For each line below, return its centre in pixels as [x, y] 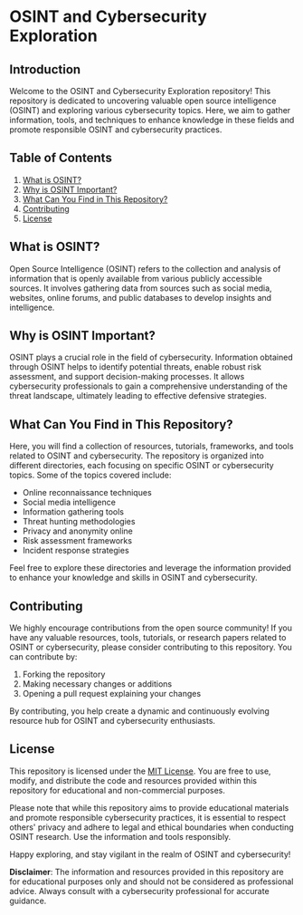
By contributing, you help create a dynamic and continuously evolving [139, 711]
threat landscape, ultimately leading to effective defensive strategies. [138, 396]
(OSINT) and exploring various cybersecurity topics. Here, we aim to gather [150, 110]
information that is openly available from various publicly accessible [136, 278]
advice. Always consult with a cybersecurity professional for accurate [139, 891]
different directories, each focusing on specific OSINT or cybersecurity [142, 466]
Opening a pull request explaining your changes [112, 694]
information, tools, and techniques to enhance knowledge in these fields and [152, 120]
